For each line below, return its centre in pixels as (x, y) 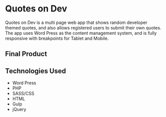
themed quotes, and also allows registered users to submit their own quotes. (83, 27)
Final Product (26, 54)
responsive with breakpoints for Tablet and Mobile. (57, 38)
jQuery (19, 110)
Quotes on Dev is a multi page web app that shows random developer (76, 22)
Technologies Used (35, 71)
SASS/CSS (23, 94)
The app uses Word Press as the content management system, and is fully (81, 33)
